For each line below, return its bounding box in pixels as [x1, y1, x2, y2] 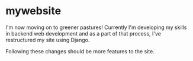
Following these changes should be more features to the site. [5, 47, 155, 54]
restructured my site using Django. [5, 36, 90, 43]
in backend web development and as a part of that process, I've [5, 30, 161, 37]
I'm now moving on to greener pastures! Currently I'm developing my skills [5, 24, 187, 31]
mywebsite [5, 4, 62, 18]
